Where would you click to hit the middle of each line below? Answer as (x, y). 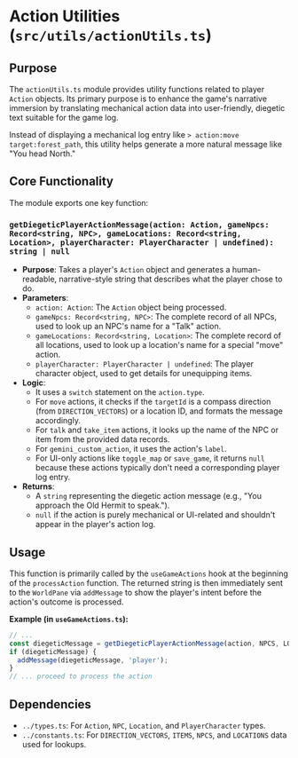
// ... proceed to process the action (81, 676)
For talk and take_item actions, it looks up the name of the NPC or (157, 430)
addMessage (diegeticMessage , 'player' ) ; (93, 660)
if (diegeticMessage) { (53, 651)
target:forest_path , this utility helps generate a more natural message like (145, 144)
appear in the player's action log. (95, 525)
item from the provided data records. (102, 439)
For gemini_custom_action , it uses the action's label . (131, 449)
